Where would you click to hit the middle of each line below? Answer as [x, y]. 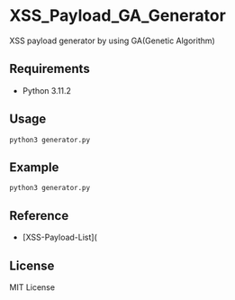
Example [34, 167]
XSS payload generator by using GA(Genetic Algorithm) [113, 41]
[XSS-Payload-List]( [59, 237]
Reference [39, 216]
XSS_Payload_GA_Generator [118, 16]
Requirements [50, 69]
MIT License [32, 287]
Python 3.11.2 [47, 90]
